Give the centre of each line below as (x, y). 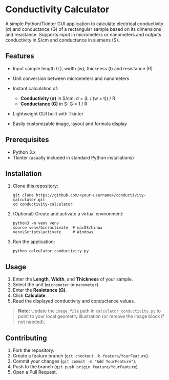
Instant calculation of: (36, 88)
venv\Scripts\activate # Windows (53, 232)
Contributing (26, 338)
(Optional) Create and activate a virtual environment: (68, 214)
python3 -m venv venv (36, 223)
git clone (23, 195)
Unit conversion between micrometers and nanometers (71, 78)
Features (20, 56)
